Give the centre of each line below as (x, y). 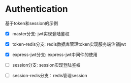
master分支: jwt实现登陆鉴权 (41, 33)
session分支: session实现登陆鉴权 (46, 65)
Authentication (36, 9)
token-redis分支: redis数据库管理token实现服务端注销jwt (69, 44)
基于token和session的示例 (32, 23)
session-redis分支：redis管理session (50, 76)
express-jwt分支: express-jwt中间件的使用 (55, 55)
